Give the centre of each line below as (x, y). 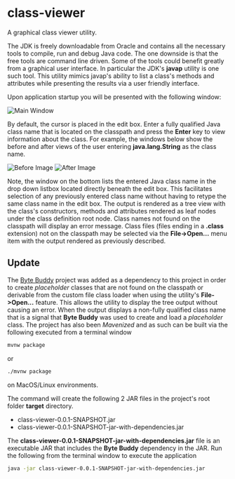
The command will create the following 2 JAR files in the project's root (109, 398)
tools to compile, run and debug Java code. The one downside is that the (113, 53)
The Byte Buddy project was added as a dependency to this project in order (117, 280)
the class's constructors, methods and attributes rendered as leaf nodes (112, 211)
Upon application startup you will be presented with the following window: (114, 97)
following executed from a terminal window (69, 332)
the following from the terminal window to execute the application (102, 455)
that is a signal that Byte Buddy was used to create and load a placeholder (115, 317)
